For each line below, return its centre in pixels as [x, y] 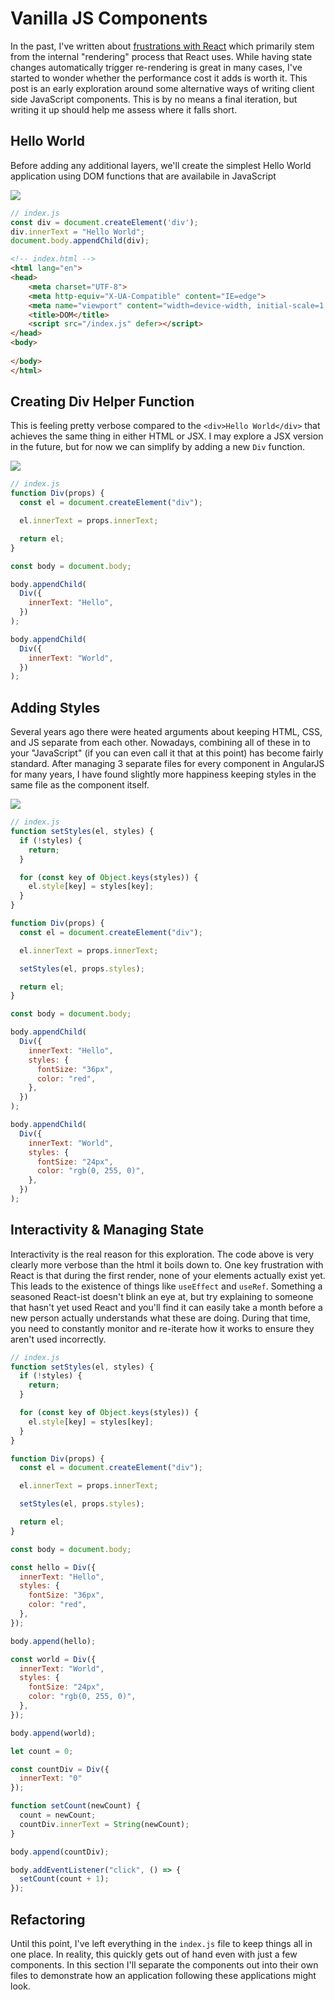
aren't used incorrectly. [58, 1339]
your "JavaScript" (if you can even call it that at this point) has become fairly [167, 753]
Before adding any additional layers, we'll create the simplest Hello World [161, 165]
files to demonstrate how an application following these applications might [163, 1975]
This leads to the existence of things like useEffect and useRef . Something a [166, 1286]
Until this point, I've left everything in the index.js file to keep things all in [161, 1943]
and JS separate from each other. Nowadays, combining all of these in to [160, 743]
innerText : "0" [51, 1778]
